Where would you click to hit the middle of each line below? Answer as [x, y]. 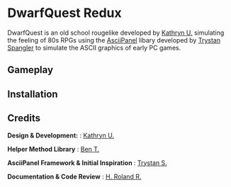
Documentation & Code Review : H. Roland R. [74, 176]
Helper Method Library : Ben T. [53, 149]
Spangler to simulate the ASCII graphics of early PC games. [94, 47]
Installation [33, 94]
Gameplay [30, 70]
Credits [24, 118]
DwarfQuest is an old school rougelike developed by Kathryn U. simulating [116, 33]
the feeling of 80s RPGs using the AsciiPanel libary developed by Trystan [114, 40]
